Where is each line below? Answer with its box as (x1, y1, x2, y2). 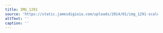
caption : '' (5, 20, 29, 26)
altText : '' (5, 16, 29, 21)
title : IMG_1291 (5, 7, 38, 12)
